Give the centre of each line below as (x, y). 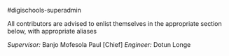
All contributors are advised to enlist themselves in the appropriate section (114, 23)
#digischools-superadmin (44, 10)
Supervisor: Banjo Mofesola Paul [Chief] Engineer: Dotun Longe (99, 44)
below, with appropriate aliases (52, 31)
